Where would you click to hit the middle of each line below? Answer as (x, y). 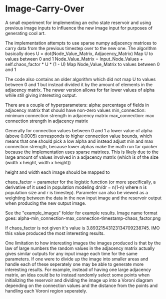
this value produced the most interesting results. (55, 233)
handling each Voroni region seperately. (46, 290)
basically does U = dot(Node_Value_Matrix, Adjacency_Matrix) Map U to (79, 54)
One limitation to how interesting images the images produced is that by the (83, 243)
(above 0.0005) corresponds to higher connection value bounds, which (79, 136)
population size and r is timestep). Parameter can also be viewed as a (77, 192)
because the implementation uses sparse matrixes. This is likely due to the (82, 152)
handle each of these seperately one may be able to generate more (74, 264)
